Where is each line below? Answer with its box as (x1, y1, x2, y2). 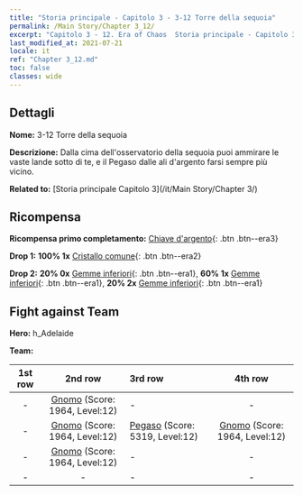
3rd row (129, 372, 164, 385)
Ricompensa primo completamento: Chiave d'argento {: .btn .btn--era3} (9, 234, 280, 244)
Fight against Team (9, 304, 120, 319)
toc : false (9, 64, 50, 73)
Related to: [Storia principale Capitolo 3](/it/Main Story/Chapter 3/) (9, 183, 259, 194)
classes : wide (9, 72, 63, 81)
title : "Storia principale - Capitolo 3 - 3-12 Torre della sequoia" (9, 13, 277, 23)
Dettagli (9, 105, 55, 121)
